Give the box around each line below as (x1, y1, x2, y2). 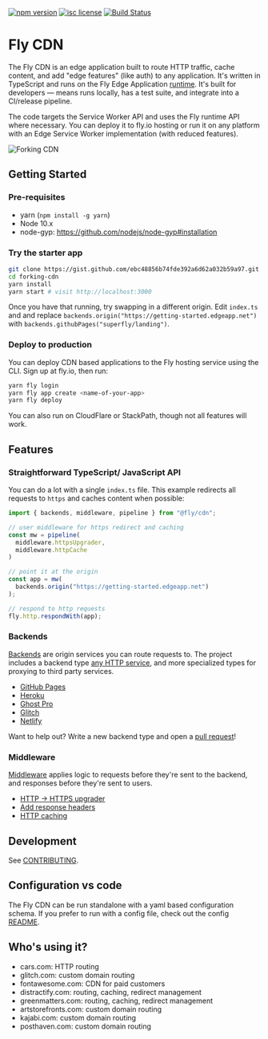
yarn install (8, 280, 52, 288)
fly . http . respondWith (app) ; (8, 612, 102, 620)
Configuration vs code (8, 879, 122, 892)
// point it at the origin (8, 568, 98, 576)
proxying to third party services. (8, 666, 114, 676)
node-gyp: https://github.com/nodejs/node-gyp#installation (19, 227, 218, 237)
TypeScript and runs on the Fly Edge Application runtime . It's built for (8, 79, 237, 88)
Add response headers (19, 802, 96, 812)
